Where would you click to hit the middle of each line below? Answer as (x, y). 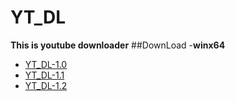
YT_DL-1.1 (44, 75)
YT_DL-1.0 (46, 64)
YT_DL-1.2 (46, 85)
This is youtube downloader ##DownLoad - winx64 (118, 45)
